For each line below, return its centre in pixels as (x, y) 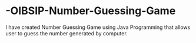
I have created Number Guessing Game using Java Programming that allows (98, 27)
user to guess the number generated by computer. (67, 33)
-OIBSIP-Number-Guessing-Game (91, 11)
